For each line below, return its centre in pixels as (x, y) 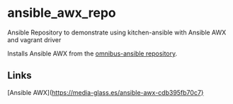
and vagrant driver (34, 39)
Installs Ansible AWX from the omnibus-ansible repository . (92, 53)
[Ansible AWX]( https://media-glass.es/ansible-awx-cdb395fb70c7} (106, 92)
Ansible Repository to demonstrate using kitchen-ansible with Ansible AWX (117, 32)
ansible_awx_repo (62, 13)
